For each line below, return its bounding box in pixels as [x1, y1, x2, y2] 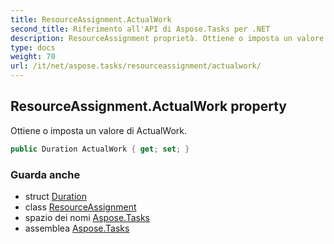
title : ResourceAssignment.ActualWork [10, 14, 172, 25]
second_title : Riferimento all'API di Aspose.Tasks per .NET [10, 24, 271, 34]
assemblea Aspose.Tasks [24, 222, 130, 234]
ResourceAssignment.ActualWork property [10, 98, 287, 115]
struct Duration [24, 190, 87, 202]
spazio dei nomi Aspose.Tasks [24, 211, 150, 223]
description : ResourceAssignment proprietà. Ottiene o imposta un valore [10, 33, 325, 43]
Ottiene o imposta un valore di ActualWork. [10, 124, 188, 136]
